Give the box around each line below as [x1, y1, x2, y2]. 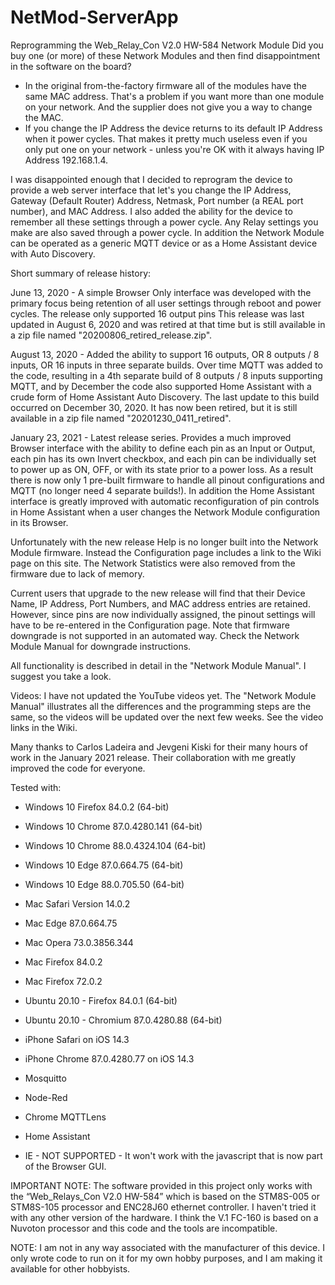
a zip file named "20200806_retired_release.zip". [10, 329, 213, 341]
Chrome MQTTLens [24, 1111, 107, 1123]
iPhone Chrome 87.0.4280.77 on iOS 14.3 [24, 1052, 195, 1065]
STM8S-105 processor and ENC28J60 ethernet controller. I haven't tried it [10, 1201, 317, 1213]
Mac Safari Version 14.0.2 [24, 897, 131, 910]
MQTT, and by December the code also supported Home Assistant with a [10, 380, 312, 392]
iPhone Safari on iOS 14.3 [24, 1033, 130, 1045]
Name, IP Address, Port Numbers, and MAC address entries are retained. [10, 597, 311, 610]
